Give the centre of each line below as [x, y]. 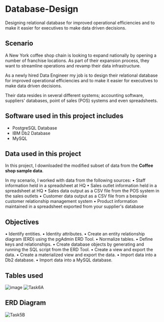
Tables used [24, 275]
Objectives [22, 222]
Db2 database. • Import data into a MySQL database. [59, 260]
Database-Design [42, 9]
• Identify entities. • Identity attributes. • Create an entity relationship [75, 234]
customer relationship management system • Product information [71, 201]
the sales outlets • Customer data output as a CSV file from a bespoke [76, 196]
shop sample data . [24, 171]
